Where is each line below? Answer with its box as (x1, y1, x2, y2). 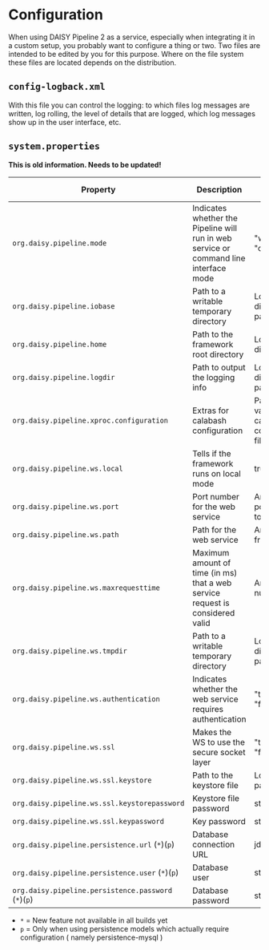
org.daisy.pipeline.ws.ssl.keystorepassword (12, 798, 185, 807)
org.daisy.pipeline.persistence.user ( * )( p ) (12, 867, 179, 878)
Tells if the (191, 447, 231, 459)
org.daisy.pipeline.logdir (12, 373, 115, 382)
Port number (191, 491, 240, 502)
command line (191, 253, 246, 264)
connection (191, 839, 235, 850)
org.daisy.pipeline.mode (12, 238, 107, 248)
